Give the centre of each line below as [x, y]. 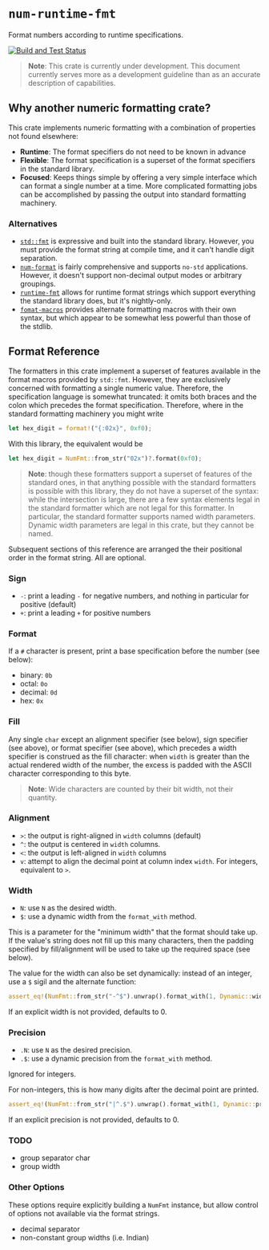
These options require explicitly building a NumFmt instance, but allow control [133, 1205]
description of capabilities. [72, 83]
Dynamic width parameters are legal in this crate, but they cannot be [141, 525]
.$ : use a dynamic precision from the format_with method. [116, 1059]
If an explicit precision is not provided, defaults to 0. [94, 1120]
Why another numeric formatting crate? [110, 108]
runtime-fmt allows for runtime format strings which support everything [138, 292]
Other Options [36, 1187]
